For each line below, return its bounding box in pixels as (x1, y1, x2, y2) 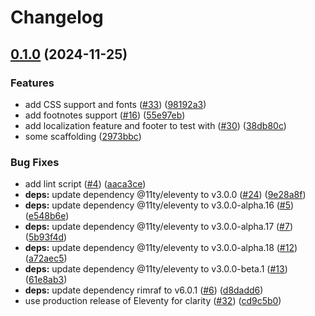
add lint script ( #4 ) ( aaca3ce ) (24, 178, 147, 190)
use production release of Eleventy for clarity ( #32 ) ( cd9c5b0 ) (24, 295, 282, 307)
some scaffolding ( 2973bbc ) (24, 130, 142, 142)
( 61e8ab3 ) (24, 274, 68, 286)
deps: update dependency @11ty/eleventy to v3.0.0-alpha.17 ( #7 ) (24, 221, 294, 233)
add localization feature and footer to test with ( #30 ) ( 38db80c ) (24, 119, 287, 131)
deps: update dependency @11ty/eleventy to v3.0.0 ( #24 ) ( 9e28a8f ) (24, 189, 307, 201)
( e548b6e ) (24, 210, 70, 222)
